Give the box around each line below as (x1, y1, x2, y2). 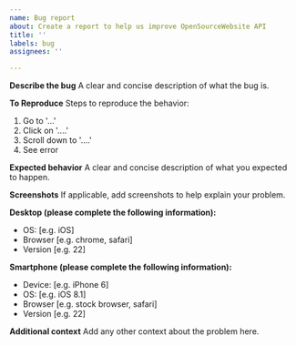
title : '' (9, 30, 47, 39)
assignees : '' (9, 47, 64, 56)
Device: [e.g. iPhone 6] (22, 280, 109, 290)
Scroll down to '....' (22, 135, 93, 146)
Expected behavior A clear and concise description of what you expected (9, 162, 288, 173)
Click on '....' (22, 125, 69, 137)
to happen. (9, 172, 50, 183)
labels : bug (9, 38, 55, 48)
